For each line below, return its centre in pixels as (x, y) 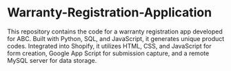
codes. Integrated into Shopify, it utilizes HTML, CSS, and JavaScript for (109, 46)
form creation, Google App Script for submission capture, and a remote (108, 53)
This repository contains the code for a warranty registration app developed (115, 31)
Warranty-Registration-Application (110, 13)
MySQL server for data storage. (52, 60)
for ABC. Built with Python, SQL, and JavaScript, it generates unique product (116, 38)
